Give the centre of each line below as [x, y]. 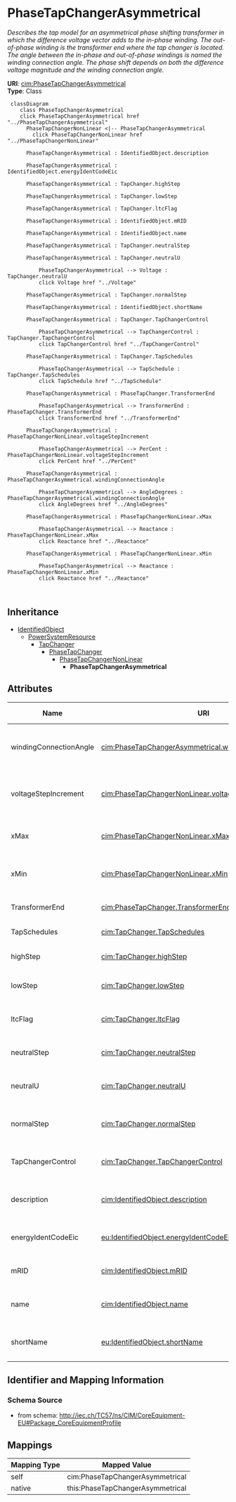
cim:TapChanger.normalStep [148, 1123]
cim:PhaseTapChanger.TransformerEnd [166, 907]
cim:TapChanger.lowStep [143, 985]
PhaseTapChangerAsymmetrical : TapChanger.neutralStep [108, 245]
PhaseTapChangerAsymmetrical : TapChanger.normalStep [106, 295]
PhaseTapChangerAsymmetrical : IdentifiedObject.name [106, 233]
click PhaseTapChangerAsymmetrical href [80, 116]
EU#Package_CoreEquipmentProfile [69, 1423]
